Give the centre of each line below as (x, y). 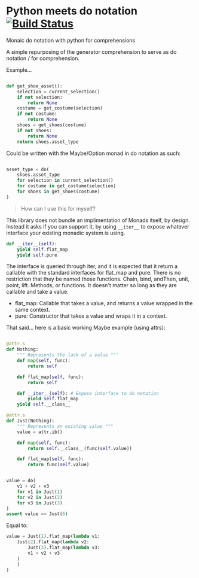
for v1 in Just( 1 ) (40, 492)
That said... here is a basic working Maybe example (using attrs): (86, 328)
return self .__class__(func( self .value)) (80, 448)
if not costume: (37, 114)
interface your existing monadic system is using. (66, 233)
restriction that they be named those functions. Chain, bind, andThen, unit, (98, 279)
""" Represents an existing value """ (65, 426)
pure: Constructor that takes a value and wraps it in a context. (91, 316)
